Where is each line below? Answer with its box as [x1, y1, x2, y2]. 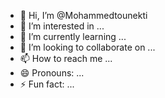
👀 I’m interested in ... [19, 20, 105, 32]
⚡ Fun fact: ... [19, 78, 75, 90]
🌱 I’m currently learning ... [19, 31, 127, 42]
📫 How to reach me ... [19, 53, 113, 64]
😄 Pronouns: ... [19, 67, 85, 79]
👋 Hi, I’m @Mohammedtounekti [19, 10, 148, 21]
